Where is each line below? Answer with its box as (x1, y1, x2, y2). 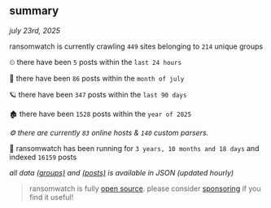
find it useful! (28, 192, 74, 201)
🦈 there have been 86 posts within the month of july (9, 73, 185, 83)
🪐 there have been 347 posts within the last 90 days (9, 89, 187, 99)
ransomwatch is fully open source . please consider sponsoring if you (28, 184, 261, 193)
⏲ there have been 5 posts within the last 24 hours (9, 57, 182, 67)
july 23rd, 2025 (9, 25, 60, 35)
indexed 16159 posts (9, 152, 77, 162)
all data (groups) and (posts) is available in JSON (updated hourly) (9, 167, 234, 177)
